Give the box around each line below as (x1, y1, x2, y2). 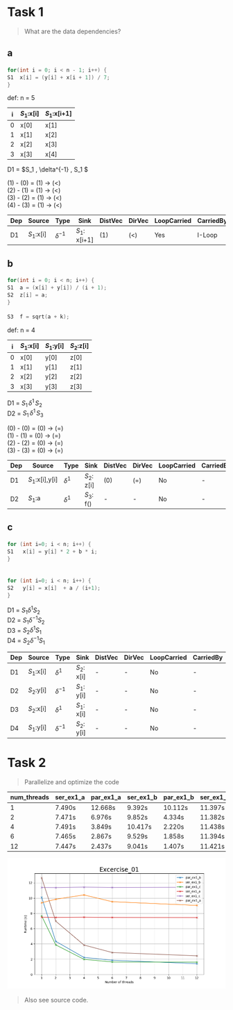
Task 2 (7, 755, 46, 771)
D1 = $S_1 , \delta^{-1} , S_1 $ (7, 165, 89, 174)
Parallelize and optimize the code (24, 777, 120, 786)
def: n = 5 (7, 94, 35, 102)
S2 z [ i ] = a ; (7, 291, 49, 299)
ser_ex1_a (55, 793, 85, 802)
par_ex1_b (163, 793, 194, 802)
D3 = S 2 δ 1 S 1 (7, 624, 42, 636)
